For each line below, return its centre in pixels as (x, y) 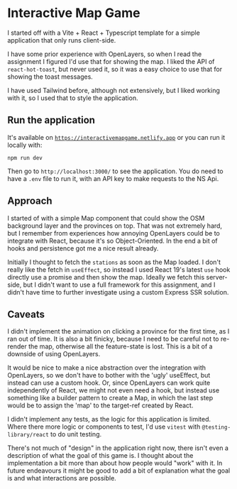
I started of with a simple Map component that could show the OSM (106, 218)
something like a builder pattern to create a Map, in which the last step (110, 398)
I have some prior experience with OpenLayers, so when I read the (105, 54)
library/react (28, 435)
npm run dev (25, 158)
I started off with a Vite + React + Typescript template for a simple (104, 33)
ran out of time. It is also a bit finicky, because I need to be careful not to (113, 339)
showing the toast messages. (50, 77)
